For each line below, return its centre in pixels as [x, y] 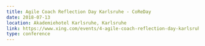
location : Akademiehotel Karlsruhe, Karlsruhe [67, 23]
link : [13, 28]
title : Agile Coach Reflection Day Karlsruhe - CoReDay [79, 12]
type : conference [28, 34]
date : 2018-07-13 [28, 17]
